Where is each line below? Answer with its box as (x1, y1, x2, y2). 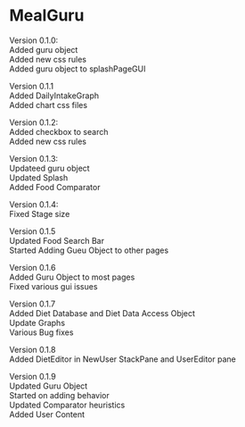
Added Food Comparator (9, 181, 101, 192)
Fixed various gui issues (9, 280, 98, 291)
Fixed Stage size (9, 208, 70, 219)
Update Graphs (9, 317, 65, 328)
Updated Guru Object (9, 381, 88, 391)
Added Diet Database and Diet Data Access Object (9, 307, 196, 318)
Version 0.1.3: (9, 153, 59, 163)
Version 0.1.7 (9, 298, 56, 309)
